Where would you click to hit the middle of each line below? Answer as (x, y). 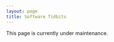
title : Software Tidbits (36, 17)
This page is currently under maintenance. (57, 33)
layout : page (22, 11)
